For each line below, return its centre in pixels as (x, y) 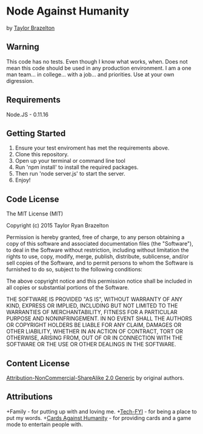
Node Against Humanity (68, 11)
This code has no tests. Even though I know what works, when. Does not (97, 61)
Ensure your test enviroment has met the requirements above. (92, 148)
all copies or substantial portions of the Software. (68, 288)
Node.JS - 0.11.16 (27, 114)
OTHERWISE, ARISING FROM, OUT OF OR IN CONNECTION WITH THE (95, 338)
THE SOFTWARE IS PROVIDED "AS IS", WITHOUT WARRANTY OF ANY (95, 299)
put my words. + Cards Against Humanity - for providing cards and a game (99, 418)
